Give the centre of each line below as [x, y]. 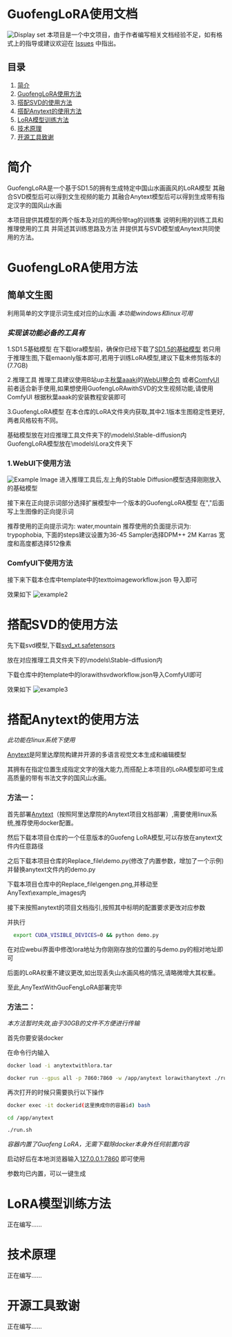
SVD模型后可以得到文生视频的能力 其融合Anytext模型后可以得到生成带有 [116, 196]
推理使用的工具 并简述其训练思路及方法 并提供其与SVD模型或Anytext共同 [111, 228]
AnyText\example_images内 [47, 893]
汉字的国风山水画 [37, 205]
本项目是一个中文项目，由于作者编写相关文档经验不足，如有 [132, 35]
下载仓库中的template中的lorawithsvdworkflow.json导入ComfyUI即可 [105, 674]
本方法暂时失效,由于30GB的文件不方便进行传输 [74, 1023]
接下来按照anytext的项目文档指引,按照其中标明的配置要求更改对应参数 [106, 907]
